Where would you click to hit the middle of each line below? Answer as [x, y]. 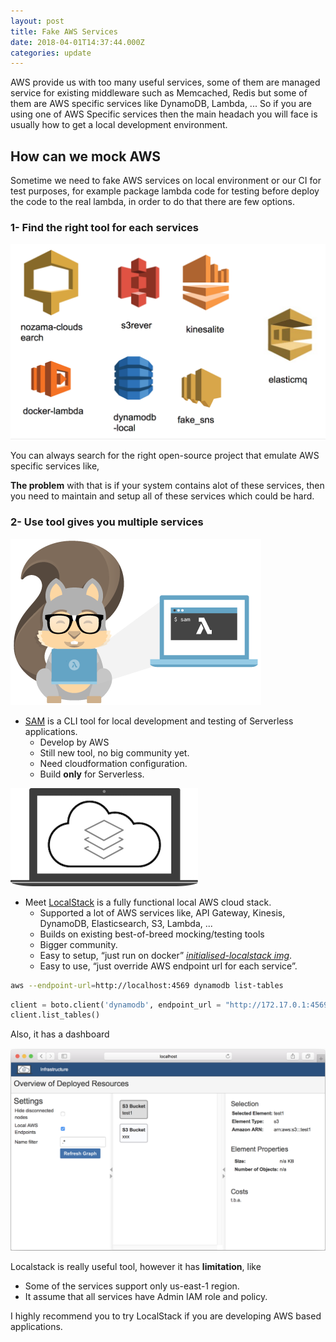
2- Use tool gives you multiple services [107, 522]
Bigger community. [78, 944]
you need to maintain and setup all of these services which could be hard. [162, 496]
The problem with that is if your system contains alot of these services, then [167, 486]
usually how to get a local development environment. [119, 125]
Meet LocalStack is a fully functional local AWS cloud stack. [148, 902]
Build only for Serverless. [92, 774]
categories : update [51, 53]
